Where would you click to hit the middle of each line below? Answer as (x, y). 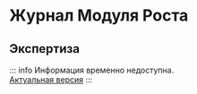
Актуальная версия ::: (51, 80)
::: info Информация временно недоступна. (92, 70)
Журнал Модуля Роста (99, 16)
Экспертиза (45, 49)
